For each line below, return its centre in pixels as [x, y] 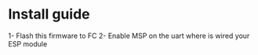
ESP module [28, 43]
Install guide [49, 14]
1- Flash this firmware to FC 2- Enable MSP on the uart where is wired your [129, 36]
